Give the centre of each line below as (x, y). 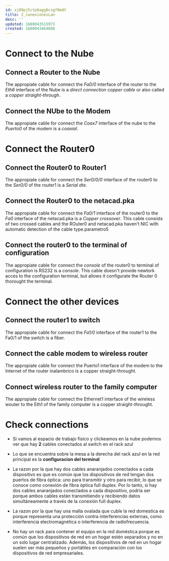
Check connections (47, 425)
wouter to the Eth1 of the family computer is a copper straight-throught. (79, 404)
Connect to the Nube (50, 54)
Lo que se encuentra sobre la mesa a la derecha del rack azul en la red (86, 454)
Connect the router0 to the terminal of (66, 245)
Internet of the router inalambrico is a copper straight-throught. (71, 371)
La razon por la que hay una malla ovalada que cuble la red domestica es (88, 511)
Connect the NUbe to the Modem (58, 111)
